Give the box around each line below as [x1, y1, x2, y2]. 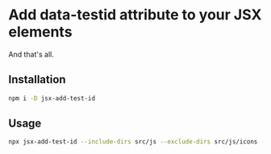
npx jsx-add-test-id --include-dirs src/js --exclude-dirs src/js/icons [8, 138, 258, 146]
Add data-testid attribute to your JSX [8, 6, 262, 24]
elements [8, 23, 73, 41]
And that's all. [8, 49, 54, 59]
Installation [8, 73, 66, 86]
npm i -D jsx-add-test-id [8, 94, 95, 102]
